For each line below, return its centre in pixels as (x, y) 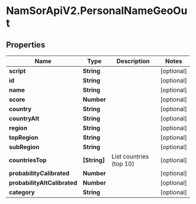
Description (133, 61)
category (22, 192)
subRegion (24, 147)
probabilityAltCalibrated (43, 183)
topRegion (24, 137)
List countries (130, 156)
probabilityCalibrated (39, 173)
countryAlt (24, 118)
